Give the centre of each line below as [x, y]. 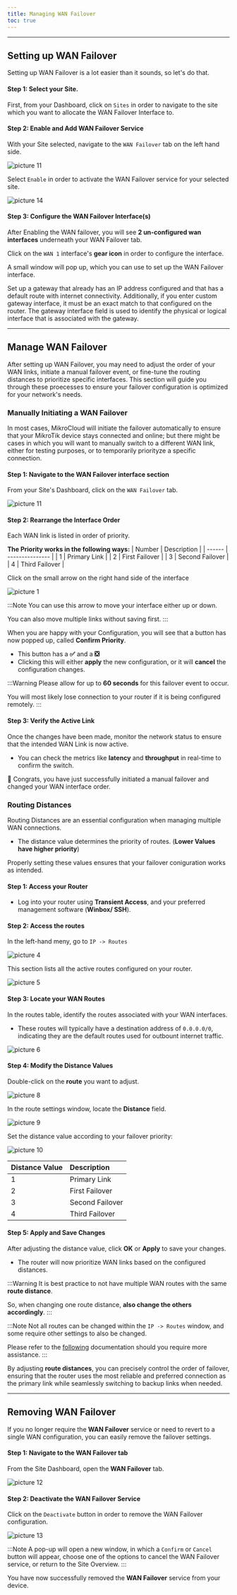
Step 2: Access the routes [46, 926]
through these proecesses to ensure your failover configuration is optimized [118, 387]
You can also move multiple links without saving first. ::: [88, 619]
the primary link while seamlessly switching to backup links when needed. [115, 1383]
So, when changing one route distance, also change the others [99, 1304]
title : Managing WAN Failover [52, 14]
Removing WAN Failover [62, 1412]
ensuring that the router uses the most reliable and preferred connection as [117, 1376]
